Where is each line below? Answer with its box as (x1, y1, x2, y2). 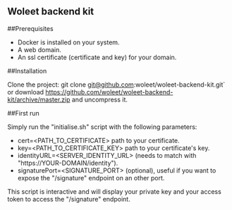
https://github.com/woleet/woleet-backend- (45, 87, 173, 96)
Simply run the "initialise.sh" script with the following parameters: (7, 123, 197, 131)
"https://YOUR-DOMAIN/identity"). (17, 159, 118, 167)
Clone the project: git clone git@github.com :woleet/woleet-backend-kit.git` (7, 80, 226, 89)
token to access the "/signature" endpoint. (7, 194, 130, 203)
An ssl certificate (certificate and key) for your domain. (17, 53, 177, 61)
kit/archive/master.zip (7, 95, 71, 104)
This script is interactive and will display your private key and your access (7, 187, 222, 196)
